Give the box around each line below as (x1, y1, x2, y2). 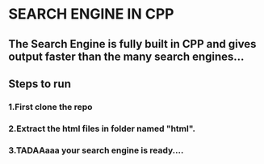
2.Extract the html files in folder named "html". (8, 123, 196, 134)
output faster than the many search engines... (8, 49, 245, 63)
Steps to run (8, 77, 71, 90)
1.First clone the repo (8, 101, 93, 112)
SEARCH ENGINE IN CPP (8, 5, 174, 23)
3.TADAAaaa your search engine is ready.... (8, 145, 184, 156)
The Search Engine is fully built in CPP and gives (8, 37, 257, 51)
